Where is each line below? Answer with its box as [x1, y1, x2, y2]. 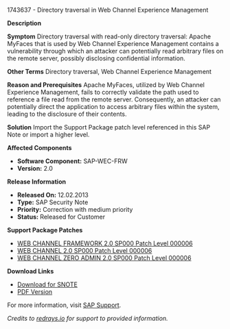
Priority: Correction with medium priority [16, 206, 133, 213]
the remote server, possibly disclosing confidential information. [7, 54, 185, 62]
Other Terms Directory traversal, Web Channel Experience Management [7, 68, 211, 75]
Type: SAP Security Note [16, 198, 89, 206]
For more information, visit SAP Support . [7, 301, 122, 309]
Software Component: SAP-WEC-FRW [16, 157, 128, 165]
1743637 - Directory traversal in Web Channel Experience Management [7, 6, 209, 14]
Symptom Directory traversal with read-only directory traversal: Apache [7, 32, 211, 40]
